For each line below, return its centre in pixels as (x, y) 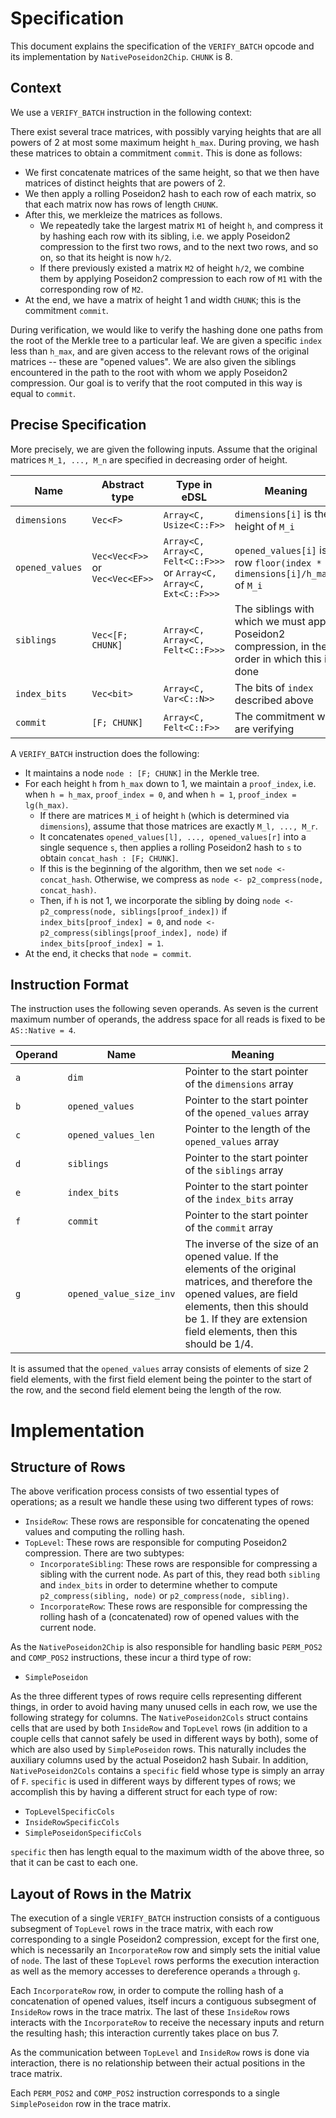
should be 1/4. (219, 1344)
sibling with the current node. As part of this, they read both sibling (180, 1574)
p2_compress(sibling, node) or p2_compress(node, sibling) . (164, 1596)
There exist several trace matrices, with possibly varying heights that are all (166, 131)
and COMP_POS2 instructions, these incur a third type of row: (131, 1658)
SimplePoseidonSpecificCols (83, 1833)
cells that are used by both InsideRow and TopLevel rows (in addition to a (159, 1728)
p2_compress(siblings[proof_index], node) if (133, 932)
